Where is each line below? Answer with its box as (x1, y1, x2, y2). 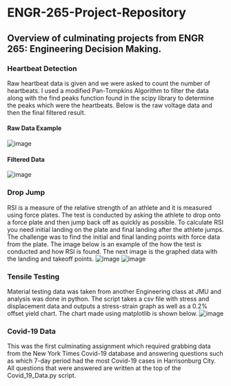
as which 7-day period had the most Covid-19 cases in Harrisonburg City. (7, 356, 216, 365)
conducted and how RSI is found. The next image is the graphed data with (7, 247, 218, 255)
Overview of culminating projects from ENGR (7, 32, 204, 44)
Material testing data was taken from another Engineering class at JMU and (7, 287, 222, 295)
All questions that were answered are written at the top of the (7, 364, 181, 372)
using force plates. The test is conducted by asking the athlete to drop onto (7, 211, 221, 219)
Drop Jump (7, 188, 46, 197)
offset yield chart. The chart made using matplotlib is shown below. (7, 309, 198, 317)
